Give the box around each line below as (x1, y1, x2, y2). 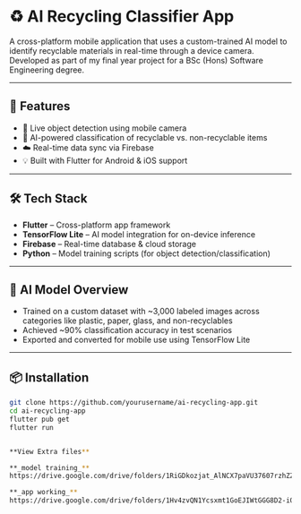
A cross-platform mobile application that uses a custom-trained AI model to (9, 36, 288, 47)
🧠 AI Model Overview (9, 282, 129, 297)
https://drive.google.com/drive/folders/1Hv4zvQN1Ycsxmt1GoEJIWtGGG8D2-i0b (9, 496, 298, 505)
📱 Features (9, 99, 71, 114)
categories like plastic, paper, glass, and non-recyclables (21, 315, 233, 326)
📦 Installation (9, 370, 90, 385)
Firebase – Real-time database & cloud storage (21, 238, 197, 249)
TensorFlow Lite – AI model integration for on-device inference (21, 228, 256, 239)
